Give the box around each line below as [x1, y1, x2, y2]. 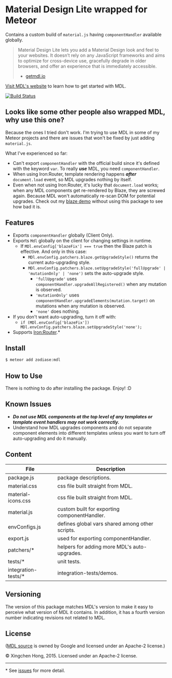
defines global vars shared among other [57, 520, 154, 527]
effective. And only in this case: [20, 248, 87, 255]
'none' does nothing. [35, 308, 80, 314]
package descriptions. [57, 474, 111, 481]
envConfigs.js [8, 523, 41, 531]
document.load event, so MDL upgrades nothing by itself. [12, 176, 132, 182]
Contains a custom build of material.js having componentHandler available [5, 31, 162, 37]
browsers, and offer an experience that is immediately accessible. [17, 63, 157, 69]
